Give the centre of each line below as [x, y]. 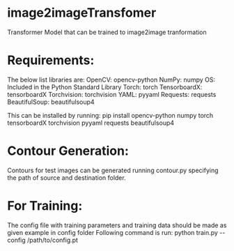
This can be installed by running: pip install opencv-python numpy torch [110, 115]
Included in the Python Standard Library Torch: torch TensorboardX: [105, 87]
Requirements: [51, 60]
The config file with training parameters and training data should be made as [117, 225]
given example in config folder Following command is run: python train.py [112, 232]
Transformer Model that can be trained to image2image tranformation [107, 32]
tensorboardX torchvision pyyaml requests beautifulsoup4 [91, 123]
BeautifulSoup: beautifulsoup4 [51, 102]
